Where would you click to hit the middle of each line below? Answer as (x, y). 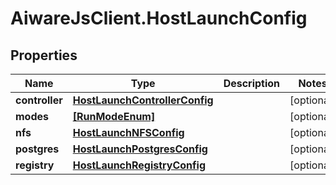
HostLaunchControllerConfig (143, 100)
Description (252, 83)
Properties (44, 55)
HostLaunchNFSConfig (128, 132)
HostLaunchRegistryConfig (139, 165)
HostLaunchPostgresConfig (140, 149)
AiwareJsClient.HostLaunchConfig (159, 18)
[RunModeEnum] (114, 116)
